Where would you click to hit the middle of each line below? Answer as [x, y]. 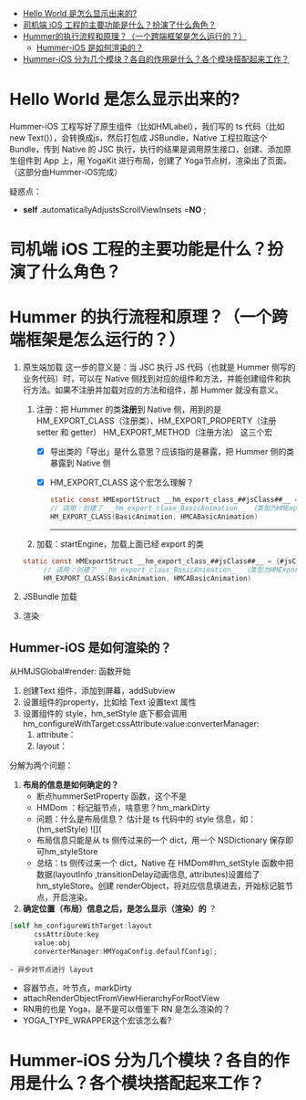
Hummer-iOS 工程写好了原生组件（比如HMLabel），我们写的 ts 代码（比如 [147, 126]
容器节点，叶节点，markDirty [77, 988]
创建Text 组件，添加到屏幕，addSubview [99, 691]
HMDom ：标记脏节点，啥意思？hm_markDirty [123, 808]
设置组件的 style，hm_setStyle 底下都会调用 [105, 714]
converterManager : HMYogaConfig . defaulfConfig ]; [126, 951]
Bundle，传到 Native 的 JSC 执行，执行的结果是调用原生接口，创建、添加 [147, 149]
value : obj [52, 943]
